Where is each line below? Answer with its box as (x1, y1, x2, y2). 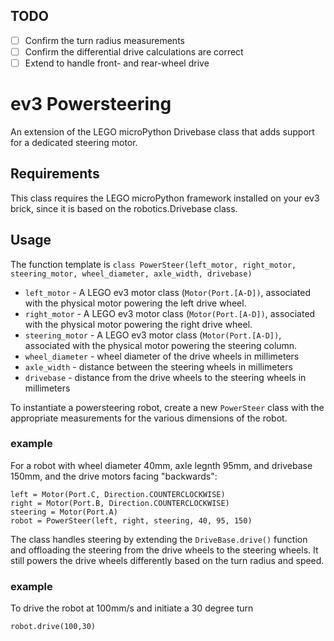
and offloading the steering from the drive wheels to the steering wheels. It (10, 544, 319, 556)
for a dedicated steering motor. (10, 136, 138, 148)
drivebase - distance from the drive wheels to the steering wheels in (24, 371, 307, 383)
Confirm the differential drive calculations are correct (24, 45, 244, 58)
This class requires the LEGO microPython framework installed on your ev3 (10, 192, 320, 204)
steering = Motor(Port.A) (10, 507, 118, 517)
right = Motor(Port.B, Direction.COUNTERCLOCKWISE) (10, 498, 230, 508)
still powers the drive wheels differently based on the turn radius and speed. (10, 554, 325, 566)
